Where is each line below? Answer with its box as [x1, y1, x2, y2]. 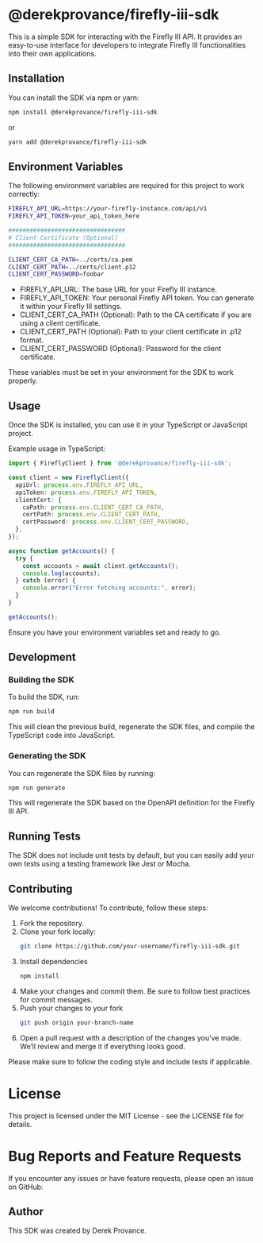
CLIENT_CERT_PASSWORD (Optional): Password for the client [19, 344, 222, 353]
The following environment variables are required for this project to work [8, 181, 246, 191]
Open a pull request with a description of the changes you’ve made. [19, 1033, 242, 1042]
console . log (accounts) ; [22, 569, 101, 577]
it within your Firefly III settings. [19, 302, 123, 311]
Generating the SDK [8, 751, 86, 762]
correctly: [8, 189, 40, 199]
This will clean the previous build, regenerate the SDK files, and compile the [8, 722, 255, 732]
